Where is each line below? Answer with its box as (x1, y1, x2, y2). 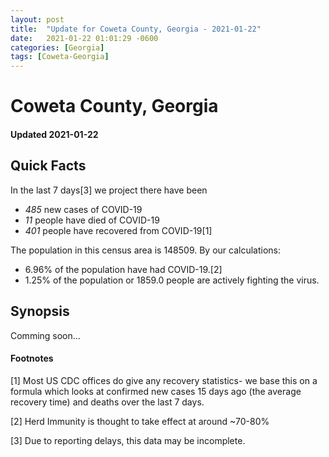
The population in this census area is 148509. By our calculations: (10, 244, 282, 256)
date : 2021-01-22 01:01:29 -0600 (10, 33, 159, 43)
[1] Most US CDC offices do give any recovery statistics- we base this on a (10, 374, 318, 386)
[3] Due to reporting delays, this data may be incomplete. (10, 434, 246, 446)
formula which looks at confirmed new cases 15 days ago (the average (10, 385, 302, 397)
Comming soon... (10, 329, 81, 341)
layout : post (10, 14, 65, 25)
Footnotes (10, 352, 54, 365)
